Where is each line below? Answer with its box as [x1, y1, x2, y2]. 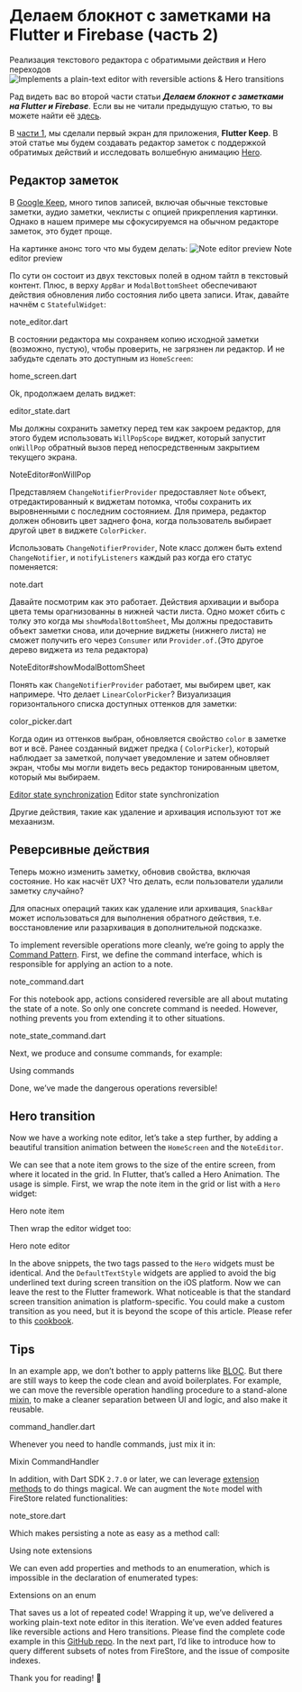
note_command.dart [9, 975, 84, 987]
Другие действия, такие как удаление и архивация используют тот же [9, 806, 281, 817]
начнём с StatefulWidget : [9, 298, 106, 309]
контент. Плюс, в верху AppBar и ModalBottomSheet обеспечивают [9, 279, 258, 290]
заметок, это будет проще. [9, 225, 113, 236]
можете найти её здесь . [9, 110, 102, 121]
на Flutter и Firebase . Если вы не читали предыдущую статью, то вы [9, 100, 273, 111]
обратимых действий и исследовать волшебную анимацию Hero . [9, 146, 263, 158]
